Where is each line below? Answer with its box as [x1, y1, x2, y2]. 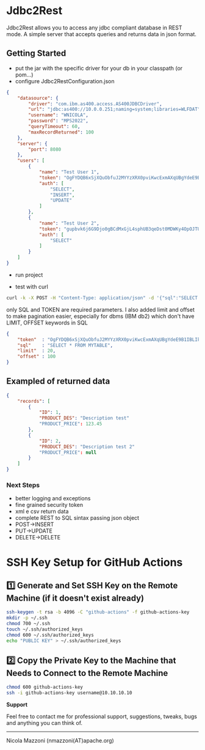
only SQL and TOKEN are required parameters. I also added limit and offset [6, 306, 195, 313]
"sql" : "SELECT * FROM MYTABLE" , [17, 342, 113, 348]
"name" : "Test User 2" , [38, 220, 99, 227]
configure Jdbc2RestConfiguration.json [15, 77, 115, 84]
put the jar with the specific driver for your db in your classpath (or [15, 64, 183, 72]
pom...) [15, 71, 34, 78]
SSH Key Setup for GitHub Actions [6, 555, 183, 569]
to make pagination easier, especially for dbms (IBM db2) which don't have [6, 312, 195, 320]
